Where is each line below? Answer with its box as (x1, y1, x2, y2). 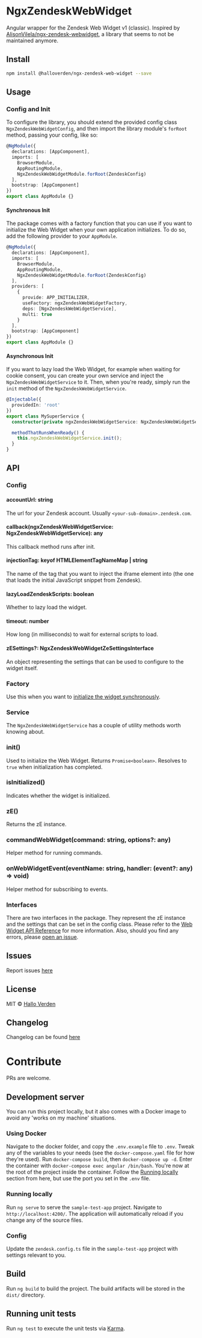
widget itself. (6, 664, 38, 671)
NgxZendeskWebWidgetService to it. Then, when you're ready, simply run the (6, 378, 191, 386)
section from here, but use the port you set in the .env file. (6, 1175, 151, 1182)
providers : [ (11, 283, 44, 289)
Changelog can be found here (6, 1034, 81, 1041)
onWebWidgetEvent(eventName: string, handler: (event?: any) (6, 865, 193, 873)
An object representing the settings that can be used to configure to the (6, 658, 184, 665)
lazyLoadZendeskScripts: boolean (6, 590, 94, 597)
